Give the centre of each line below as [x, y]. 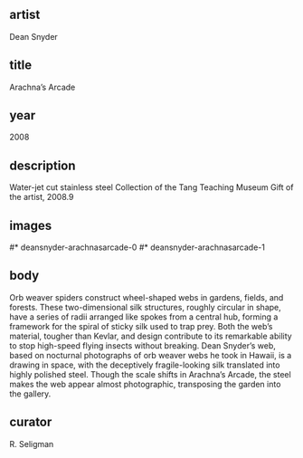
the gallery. [30, 394]
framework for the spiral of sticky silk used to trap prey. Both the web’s [141, 326]
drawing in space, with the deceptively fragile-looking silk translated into [145, 365]
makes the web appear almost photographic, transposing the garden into [145, 384]
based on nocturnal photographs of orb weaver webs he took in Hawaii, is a [151, 355]
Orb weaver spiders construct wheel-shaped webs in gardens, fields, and [147, 297]
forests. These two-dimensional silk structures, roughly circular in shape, [146, 307]
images [31, 225]
